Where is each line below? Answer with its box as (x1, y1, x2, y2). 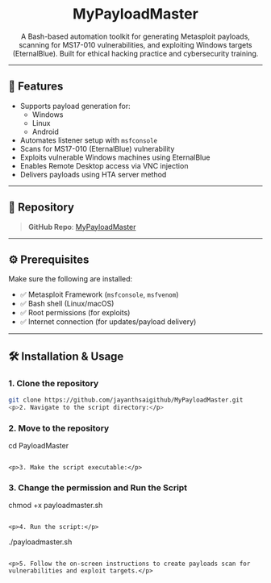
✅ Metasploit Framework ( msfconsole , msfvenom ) (19, 289, 179, 299)
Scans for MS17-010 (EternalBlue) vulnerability (19, 144, 175, 153)
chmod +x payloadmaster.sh (8, 501, 103, 510)
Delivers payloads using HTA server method (19, 169, 167, 179)
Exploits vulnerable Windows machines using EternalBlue (19, 152, 211, 162)
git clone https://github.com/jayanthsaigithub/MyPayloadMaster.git (8, 396, 244, 404)
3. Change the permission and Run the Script (8, 482, 188, 493)
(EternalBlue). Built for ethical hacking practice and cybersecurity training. (12, 48, 259, 58)
